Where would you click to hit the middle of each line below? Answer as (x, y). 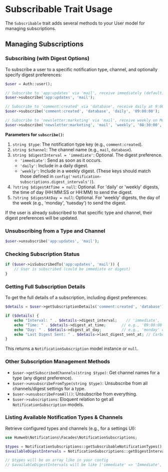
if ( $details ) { (22, 316)
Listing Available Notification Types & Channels (64, 417)
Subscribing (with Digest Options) (47, 59)
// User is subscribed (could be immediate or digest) (72, 269)
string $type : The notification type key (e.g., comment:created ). (77, 144)
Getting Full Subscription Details (45, 287)
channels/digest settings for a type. (49, 388)
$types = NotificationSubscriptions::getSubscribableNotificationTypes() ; (85, 446)
